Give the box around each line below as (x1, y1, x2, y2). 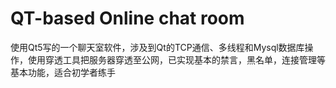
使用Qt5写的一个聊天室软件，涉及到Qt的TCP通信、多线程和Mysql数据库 (10, 41, 305, 53)
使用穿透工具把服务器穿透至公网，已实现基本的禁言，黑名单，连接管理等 (27, 53, 326, 66)
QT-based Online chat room (10, 7, 245, 30)
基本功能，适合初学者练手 (10, 66, 116, 78)
